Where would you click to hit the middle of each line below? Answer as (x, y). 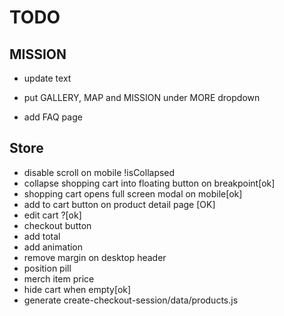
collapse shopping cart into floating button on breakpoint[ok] (149, 183)
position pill (47, 268)
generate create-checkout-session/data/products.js (131, 300)
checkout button (57, 225)
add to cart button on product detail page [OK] (119, 204)
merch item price (59, 278)
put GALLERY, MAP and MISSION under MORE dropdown (142, 97)
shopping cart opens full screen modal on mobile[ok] (133, 193)
